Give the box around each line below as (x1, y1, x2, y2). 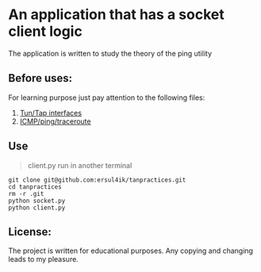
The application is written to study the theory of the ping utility (8, 48, 213, 58)
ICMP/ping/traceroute (19, 117, 91, 126)
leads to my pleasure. (8, 255, 79, 264)
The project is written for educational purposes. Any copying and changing (8, 246, 254, 255)
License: (8, 224, 52, 239)
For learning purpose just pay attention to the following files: (8, 93, 205, 102)
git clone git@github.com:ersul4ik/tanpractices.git (8, 176, 186, 184)
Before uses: (8, 71, 73, 85)
